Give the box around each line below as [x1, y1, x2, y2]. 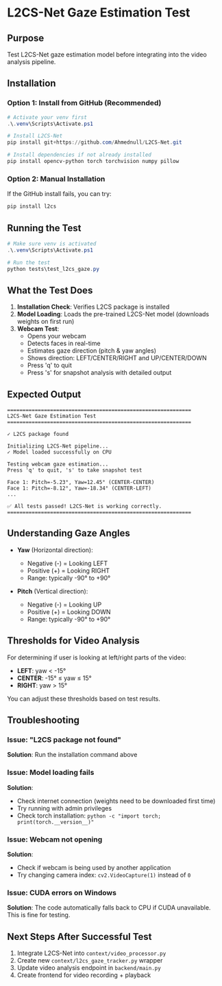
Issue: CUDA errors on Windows [7, 888, 116, 897]
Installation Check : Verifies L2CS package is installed [16, 303, 170, 311]
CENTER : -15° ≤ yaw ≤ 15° [16, 674, 92, 682]
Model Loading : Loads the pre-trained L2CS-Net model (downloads [16, 310, 210, 318]
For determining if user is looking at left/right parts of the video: [7, 653, 186, 661]
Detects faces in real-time [27, 339, 101, 348]
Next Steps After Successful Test [7, 930, 152, 943]
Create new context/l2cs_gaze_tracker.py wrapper [16, 956, 163, 965]
